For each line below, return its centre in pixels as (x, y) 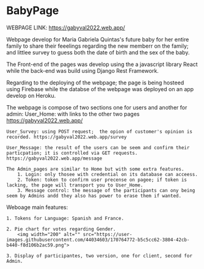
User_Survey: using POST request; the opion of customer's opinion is (99, 131)
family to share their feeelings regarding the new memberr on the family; (97, 46)
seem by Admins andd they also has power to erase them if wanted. (94, 196)
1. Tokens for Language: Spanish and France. (65, 218)
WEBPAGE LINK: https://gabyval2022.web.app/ (66, 28)
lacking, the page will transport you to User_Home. (75, 185)
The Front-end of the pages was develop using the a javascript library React (102, 64)
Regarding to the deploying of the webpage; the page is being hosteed (95, 83)
